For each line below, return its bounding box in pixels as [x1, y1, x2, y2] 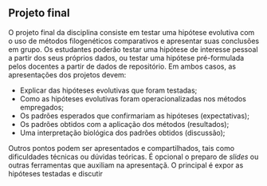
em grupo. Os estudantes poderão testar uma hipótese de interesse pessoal [8, 44, 258, 54]
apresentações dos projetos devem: [8, 69, 127, 79]
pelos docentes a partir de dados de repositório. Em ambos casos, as [8, 61, 237, 71]
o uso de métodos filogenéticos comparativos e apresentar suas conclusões [8, 36, 260, 46]
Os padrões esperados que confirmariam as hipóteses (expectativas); [19, 111, 249, 121]
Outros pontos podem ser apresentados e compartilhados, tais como [8, 143, 235, 152]
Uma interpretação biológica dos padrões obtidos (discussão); [19, 128, 226, 137]
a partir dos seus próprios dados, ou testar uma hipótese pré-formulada [8, 53, 245, 62]
